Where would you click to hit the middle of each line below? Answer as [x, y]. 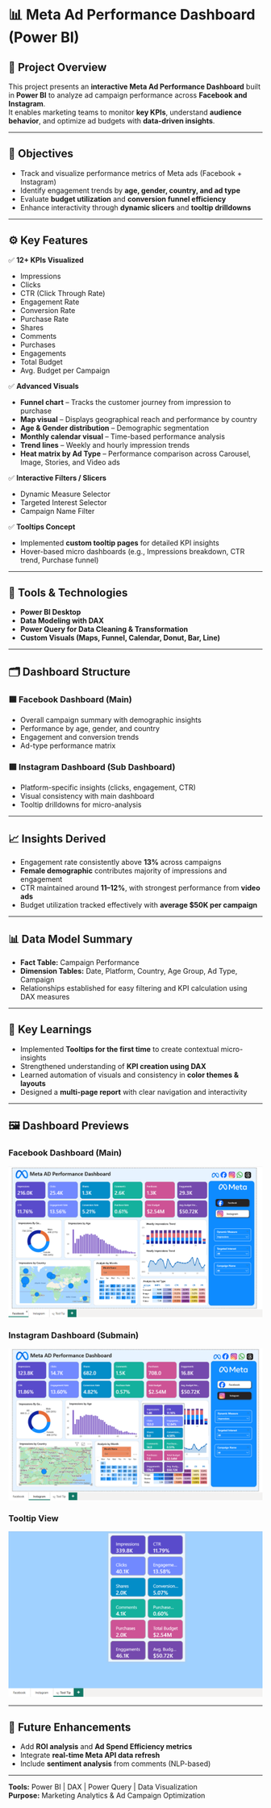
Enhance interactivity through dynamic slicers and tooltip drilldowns [135, 207]
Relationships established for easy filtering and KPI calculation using [133, 988]
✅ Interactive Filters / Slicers [58, 478]
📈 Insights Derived [57, 839]
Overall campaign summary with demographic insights [110, 720]
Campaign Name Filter [57, 511]
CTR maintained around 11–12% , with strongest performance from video [140, 888]
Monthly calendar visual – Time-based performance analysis [123, 436]
